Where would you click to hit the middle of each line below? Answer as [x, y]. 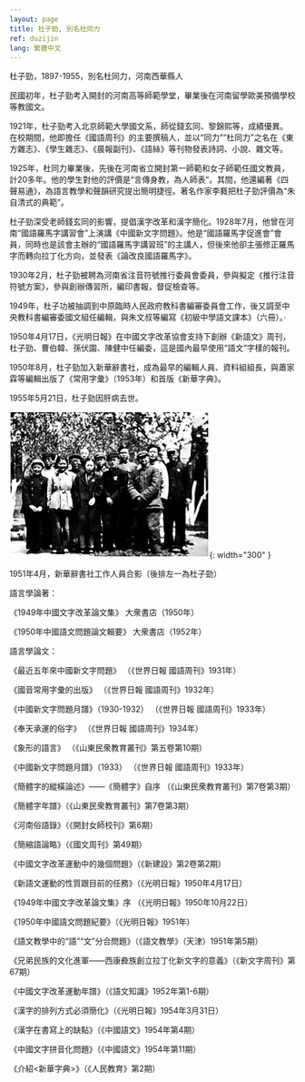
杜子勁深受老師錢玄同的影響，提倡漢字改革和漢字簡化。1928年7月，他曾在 [148, 222]
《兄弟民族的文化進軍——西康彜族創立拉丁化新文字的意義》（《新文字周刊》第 [152, 961]
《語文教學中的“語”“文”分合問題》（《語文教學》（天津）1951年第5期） [136, 941]
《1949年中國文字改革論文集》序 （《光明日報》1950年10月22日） [131, 903]
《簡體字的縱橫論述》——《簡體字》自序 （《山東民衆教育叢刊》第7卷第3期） [152, 786]
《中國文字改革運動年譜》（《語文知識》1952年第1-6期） [112, 991]
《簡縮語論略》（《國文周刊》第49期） [78, 844]
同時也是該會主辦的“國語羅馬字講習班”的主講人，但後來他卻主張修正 [152, 245]
